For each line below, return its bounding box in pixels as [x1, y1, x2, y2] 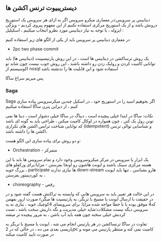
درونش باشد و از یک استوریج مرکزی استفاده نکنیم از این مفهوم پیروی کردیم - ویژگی [5, 22, 157, 28]
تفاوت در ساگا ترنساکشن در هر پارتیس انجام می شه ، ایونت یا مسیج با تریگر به [5, 221, 147, 227]
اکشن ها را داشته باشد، [5, 128, 48, 134]
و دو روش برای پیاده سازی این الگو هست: [5, 138, 81, 144]
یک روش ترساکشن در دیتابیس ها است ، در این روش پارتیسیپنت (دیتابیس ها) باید [5, 55, 149, 61]
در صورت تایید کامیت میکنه [5, 231, 54, 237]
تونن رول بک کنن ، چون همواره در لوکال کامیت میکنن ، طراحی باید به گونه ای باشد [5, 118, 154, 124]
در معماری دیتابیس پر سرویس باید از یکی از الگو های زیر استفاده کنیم [5, 36, 130, 42]
